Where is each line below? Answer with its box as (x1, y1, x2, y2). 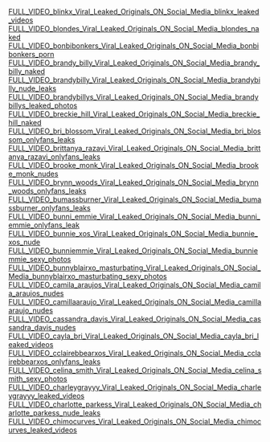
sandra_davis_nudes (8, 323, 76, 332)
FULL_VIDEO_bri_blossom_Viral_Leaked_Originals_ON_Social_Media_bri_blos (8, 126, 261, 136)
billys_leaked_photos (8, 100, 78, 110)
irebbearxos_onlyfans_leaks (8, 357, 101, 366)
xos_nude (8, 237, 41, 247)
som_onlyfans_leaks (8, 135, 76, 144)
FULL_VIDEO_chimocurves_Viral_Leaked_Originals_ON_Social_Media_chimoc (8, 417, 262, 426)
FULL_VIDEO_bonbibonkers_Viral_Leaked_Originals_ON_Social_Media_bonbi (8, 41, 260, 51)
